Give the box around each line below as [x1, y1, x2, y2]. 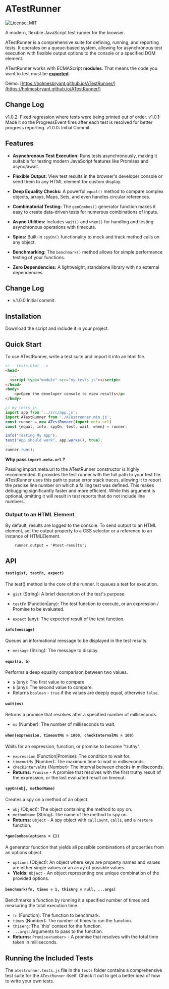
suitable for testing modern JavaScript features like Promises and [12, 158, 149, 164]
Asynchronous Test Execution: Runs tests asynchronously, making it [12, 153, 157, 159]
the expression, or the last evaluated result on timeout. [12, 774, 126, 780]
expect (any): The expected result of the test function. [12, 616, 125, 622]
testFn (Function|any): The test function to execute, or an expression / [12, 601, 159, 607]
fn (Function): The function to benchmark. [12, 912, 100, 918]
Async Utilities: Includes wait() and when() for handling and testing [12, 218, 154, 225]
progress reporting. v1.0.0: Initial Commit [5, 124, 90, 130]
